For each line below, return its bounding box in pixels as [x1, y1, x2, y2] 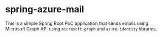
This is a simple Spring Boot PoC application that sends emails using [5, 20, 149, 26]
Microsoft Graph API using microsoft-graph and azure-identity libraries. [5, 25, 157, 31]
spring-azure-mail [5, 4, 84, 15]
